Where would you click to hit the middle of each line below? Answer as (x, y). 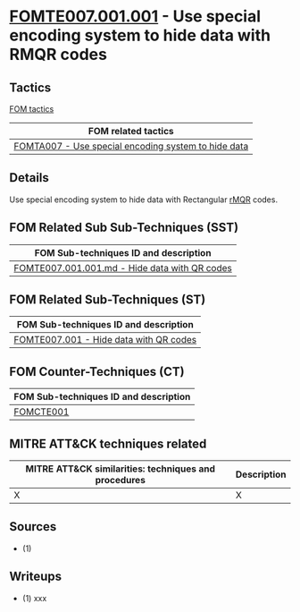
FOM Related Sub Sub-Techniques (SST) (124, 228)
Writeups (36, 577)
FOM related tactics (131, 131)
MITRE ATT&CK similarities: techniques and (121, 469)
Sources (33, 527)
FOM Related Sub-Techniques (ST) (108, 300)
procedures (120, 480)
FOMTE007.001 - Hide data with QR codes (105, 340)
